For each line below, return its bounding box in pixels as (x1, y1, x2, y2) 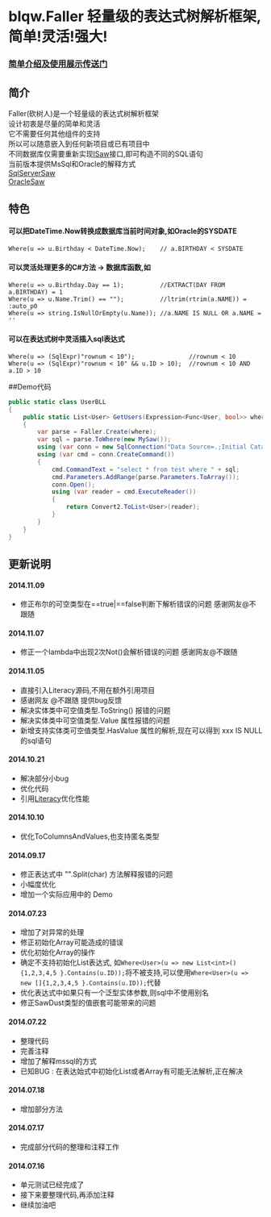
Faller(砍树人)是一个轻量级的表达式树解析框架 (8, 108, 160, 118)
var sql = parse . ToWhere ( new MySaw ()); (37, 436, 172, 444)
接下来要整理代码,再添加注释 (19, 1190, 115, 1200)
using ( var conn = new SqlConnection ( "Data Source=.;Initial (37, 443, 248, 452)
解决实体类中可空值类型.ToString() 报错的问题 (19, 705, 171, 715)
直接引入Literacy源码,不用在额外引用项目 (19, 685, 156, 694)
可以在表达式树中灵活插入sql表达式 (8, 334, 125, 344)
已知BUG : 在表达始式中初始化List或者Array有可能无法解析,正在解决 (19, 1066, 244, 1076)
